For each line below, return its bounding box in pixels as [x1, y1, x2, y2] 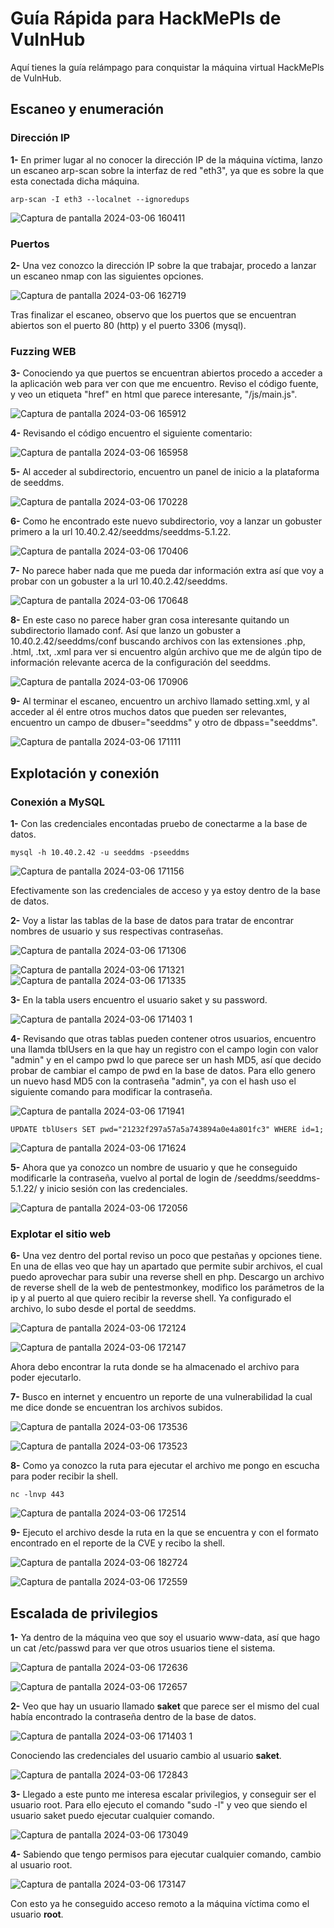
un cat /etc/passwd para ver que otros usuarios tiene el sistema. [10, 1642, 276, 1654]
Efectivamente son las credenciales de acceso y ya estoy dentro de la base [10, 884, 321, 896]
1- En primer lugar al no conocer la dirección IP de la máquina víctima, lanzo [10, 153, 323, 166]
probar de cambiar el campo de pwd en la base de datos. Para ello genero [10, 1064, 316, 1076]
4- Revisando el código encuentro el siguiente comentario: [10, 427, 253, 439]
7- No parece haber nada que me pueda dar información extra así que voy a [10, 565, 325, 577]
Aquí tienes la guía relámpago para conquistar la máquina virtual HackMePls [10, 61, 325, 73]
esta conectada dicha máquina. [10, 175, 140, 187]
